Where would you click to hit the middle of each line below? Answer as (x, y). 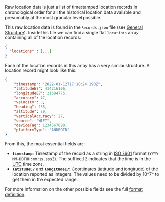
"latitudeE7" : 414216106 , (41, 89)
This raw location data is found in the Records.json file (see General (74, 27)
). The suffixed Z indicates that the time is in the (103, 159)
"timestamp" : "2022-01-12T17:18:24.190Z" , (58, 84)
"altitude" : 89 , (31, 111)
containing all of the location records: (43, 37)
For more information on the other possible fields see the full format (74, 189)
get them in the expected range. (45, 180)
